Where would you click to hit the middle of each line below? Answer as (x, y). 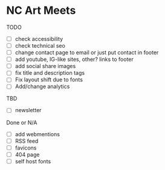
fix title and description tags (50, 73)
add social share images (45, 66)
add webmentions (37, 134)
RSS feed (27, 141)
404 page (27, 154)
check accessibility (39, 39)
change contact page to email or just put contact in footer (87, 52)
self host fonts (33, 161)
